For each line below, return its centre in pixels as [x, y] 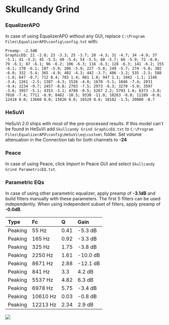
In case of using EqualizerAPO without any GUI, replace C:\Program [75, 36]
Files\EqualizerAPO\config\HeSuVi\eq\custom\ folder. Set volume [74, 134]
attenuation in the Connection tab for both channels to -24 [66, 139]
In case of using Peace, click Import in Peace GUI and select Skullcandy [80, 164]
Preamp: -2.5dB [21, 51]
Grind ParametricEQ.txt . [31, 169]
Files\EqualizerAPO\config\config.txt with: [52, 42]
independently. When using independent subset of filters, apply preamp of [83, 204]
